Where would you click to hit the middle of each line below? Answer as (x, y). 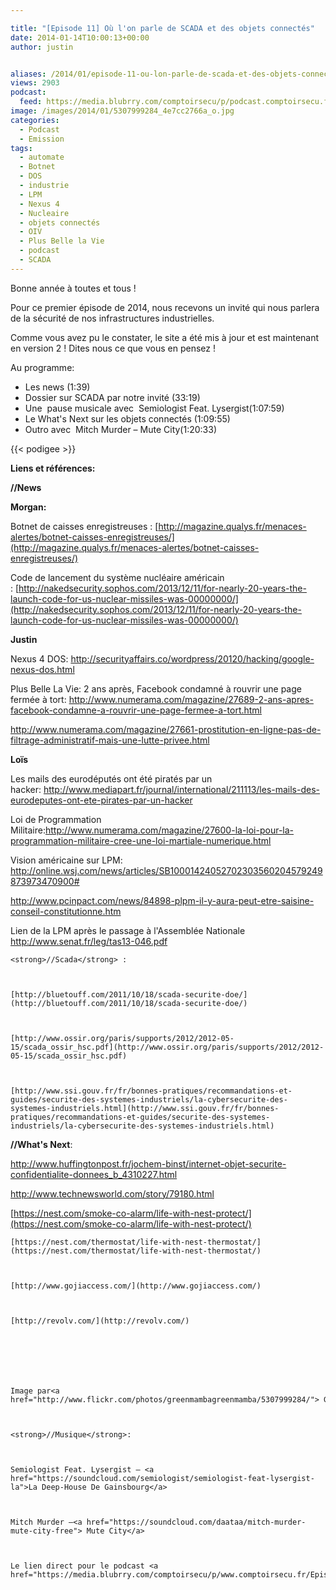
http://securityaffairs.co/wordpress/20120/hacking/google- (192, 658)
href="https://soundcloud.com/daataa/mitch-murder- (196, 1522)
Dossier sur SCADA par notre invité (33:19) (112, 397)
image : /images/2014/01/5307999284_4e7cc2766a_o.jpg (122, 111)
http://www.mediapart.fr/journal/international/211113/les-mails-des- (182, 789)
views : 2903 (35, 83)
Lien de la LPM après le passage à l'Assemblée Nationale (128, 930)
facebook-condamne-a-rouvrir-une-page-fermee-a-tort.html (136, 710)
